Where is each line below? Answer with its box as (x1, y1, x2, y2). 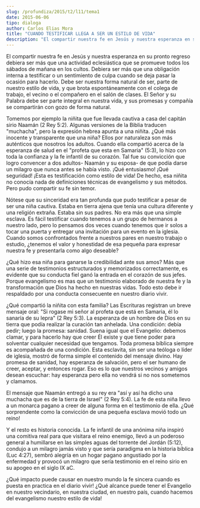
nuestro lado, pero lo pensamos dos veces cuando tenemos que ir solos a (6, 222, 187, 228)
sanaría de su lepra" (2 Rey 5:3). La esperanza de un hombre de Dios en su (6, 314, 190, 321)
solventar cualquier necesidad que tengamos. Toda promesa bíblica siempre (6, 340, 194, 346)
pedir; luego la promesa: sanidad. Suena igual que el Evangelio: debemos (6, 327, 186, 334)
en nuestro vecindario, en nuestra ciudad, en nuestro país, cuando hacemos (6, 488, 193, 495)
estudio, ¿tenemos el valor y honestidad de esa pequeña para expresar (6, 241, 180, 247)
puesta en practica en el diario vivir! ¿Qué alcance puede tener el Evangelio (6, 482, 192, 489)
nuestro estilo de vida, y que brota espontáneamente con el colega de (6, 85, 178, 91)
